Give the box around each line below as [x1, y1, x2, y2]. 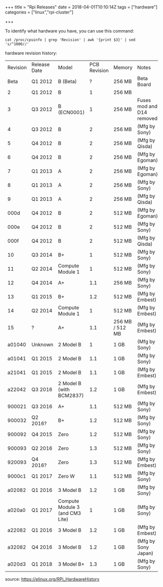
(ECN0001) [58, 109, 85, 115]
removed [137, 115, 158, 122]
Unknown [31, 342, 53, 348]
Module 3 [58, 504, 80, 510]
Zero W [58, 473, 75, 479]
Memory [113, 64, 133, 71]
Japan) [137, 550, 154, 556]
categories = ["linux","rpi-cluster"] [5, 9, 74, 15]
